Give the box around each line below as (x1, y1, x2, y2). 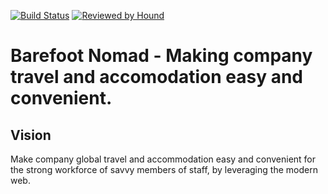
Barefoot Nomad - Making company (10, 45, 313, 67)
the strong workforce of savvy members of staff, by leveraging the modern (10, 164, 318, 175)
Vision (10, 126, 52, 144)
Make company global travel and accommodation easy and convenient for (10, 153, 317, 165)
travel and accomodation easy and (10, 66, 304, 89)
